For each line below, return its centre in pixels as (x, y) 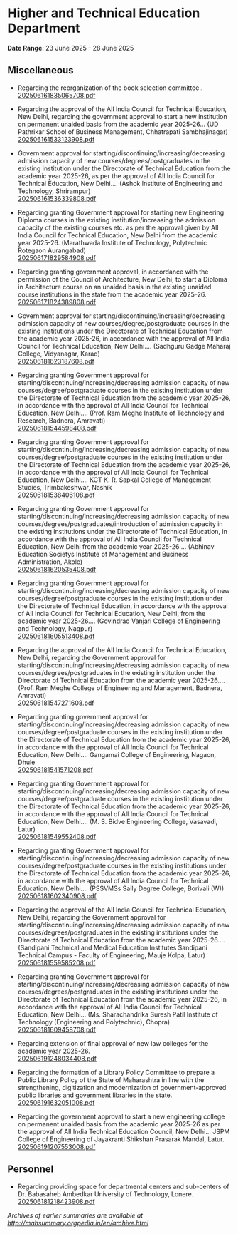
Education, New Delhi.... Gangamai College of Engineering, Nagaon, (117, 754)
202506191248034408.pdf (57, 1058)
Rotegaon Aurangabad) (52, 250)
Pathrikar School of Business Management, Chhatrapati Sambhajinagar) (123, 132)
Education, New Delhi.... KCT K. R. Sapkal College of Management (114, 480)
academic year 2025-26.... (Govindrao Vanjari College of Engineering (119, 621)
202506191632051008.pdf (56, 1102)
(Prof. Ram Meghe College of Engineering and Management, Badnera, (120, 688)
